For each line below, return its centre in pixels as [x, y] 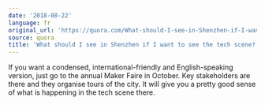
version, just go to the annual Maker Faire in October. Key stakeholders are [129, 76]
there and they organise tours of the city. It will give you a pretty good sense [132, 84]
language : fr [30, 23]
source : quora [32, 37]
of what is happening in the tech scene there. [82, 92]
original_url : [32, 30]
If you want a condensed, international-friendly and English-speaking [121, 67]
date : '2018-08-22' [40, 15]
